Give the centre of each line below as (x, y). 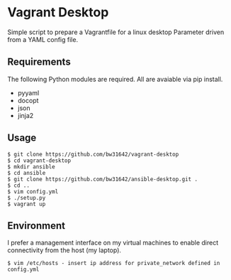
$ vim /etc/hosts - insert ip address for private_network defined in (114, 264)
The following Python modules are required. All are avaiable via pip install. (115, 79)
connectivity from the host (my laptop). (64, 250)
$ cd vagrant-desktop (39, 161)
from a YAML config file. (43, 39)
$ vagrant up (27, 204)
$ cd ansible (27, 173)
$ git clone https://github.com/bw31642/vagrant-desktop (93, 154)
